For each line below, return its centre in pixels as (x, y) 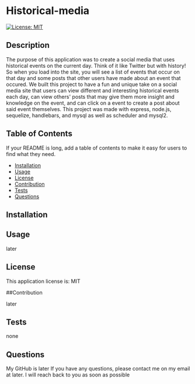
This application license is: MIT (43, 281)
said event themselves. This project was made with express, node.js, (89, 109)
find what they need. (31, 154)
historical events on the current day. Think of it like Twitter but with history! (96, 65)
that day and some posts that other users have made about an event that (93, 78)
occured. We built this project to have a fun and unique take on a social (91, 84)
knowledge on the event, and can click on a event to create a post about (93, 103)
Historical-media (48, 11)
